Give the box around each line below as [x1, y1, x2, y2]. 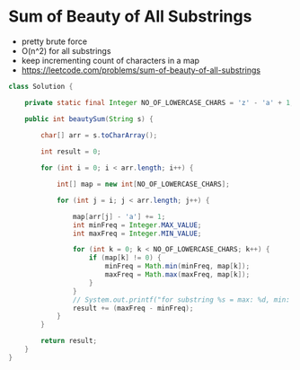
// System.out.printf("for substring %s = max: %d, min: [72, 295, 291, 304]
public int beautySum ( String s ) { [24, 114, 154, 123]
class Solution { [8, 82, 74, 91]
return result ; [40, 337, 98, 346]
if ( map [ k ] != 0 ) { [88, 253, 163, 262]
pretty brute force [21, 36, 87, 47]
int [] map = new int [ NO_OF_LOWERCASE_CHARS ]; [56, 180, 230, 189]
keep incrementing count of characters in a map [21, 55, 199, 66]
